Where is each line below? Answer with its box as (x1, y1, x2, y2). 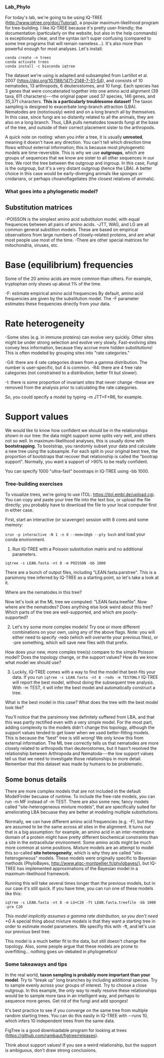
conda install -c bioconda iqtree (5, 64, 76, 69)
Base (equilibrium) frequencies (5, 259, 133, 271)
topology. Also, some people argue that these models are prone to (5, 943, 138, 949)
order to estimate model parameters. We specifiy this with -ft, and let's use (5, 923, 156, 929)
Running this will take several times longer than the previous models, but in (5, 880, 156, 886)
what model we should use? (5, 660, 61, 666)
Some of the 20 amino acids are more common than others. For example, (5, 276, 152, 282)
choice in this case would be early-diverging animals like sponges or (5, 171, 143, 177)
